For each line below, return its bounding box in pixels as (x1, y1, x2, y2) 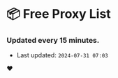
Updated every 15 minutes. (6, 36, 100, 46)
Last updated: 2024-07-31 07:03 (16, 51, 109, 59)
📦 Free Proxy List (6, 6, 111, 22)
